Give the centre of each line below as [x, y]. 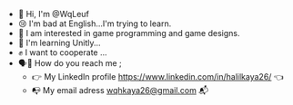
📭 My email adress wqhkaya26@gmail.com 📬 [120, 90]
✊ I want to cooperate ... [62, 52]
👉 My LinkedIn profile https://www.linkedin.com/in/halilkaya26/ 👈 [157, 76]
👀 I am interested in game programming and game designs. [129, 33]
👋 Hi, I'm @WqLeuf [53, 14]
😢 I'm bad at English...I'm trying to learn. [95, 24]
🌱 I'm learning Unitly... [60, 43]
